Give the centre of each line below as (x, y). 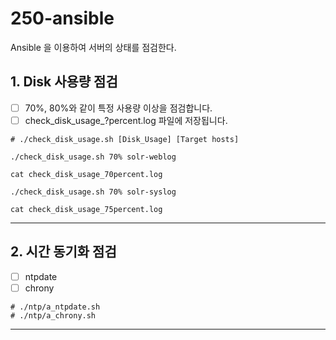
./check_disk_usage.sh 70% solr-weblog (93, 157)
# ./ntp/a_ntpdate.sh (55, 307)
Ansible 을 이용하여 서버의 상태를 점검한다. (93, 47)
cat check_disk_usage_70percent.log (86, 174)
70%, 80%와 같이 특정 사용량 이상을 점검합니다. (118, 108)
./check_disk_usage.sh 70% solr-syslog (93, 192)
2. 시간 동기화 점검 (63, 252)
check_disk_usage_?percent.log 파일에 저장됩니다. (126, 120)
